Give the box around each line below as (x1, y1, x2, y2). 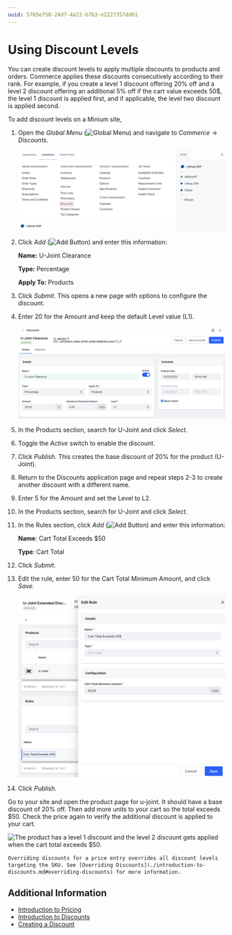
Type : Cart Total (17, 547, 65, 556)
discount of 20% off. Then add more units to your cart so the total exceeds (8, 805, 220, 813)
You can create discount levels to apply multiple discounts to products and (8, 64, 220, 73)
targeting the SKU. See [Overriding (8, 862, 113, 869)
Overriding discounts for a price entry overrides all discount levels (8, 855, 218, 862)
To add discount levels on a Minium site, (8, 115, 122, 123)
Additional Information (8, 887, 107, 899)
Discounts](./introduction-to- (115, 862, 206, 869)
